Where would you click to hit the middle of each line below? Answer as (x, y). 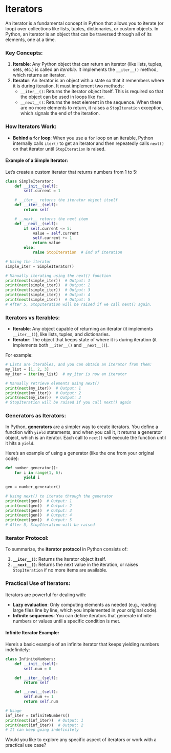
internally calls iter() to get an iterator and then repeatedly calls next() (88, 143)
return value (46, 243)
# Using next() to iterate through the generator (59, 496)
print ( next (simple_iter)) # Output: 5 (48, 300)
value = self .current (56, 233)
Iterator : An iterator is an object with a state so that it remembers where (89, 81)
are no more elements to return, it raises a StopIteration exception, (92, 108)
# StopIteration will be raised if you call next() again (68, 402)
